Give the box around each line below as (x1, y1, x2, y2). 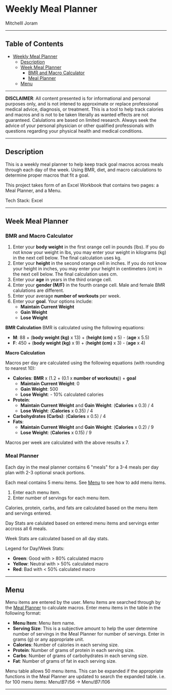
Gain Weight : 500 (20, 386, 58, 392)
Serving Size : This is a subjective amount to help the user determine (12, 625, 158, 631)
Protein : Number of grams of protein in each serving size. (12, 647, 135, 654)
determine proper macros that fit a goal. (5, 172, 90, 178)
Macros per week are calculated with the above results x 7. (5, 439, 130, 446)
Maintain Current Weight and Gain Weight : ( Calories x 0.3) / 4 (20, 403, 154, 409)
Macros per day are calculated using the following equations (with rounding (5, 360, 165, 366)
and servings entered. (5, 510, 52, 516)
